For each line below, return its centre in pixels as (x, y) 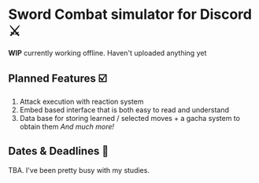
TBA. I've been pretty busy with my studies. (79, 170)
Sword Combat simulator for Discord (130, 15)
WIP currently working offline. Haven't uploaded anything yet (107, 53)
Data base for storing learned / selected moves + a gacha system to (129, 118)
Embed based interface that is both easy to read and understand (124, 110)
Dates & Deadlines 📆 (58, 151)
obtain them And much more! (67, 126)
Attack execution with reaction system (81, 101)
